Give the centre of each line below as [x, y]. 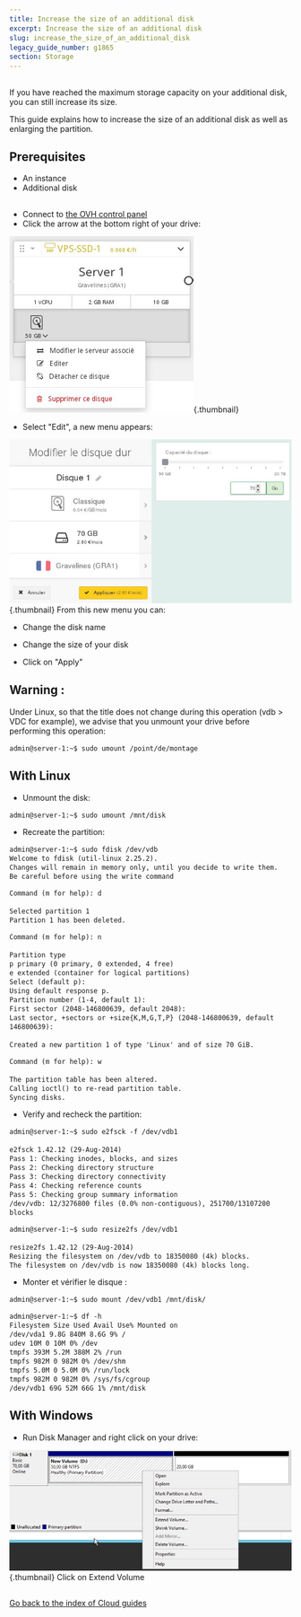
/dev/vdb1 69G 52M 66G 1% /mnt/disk [77, 1388]
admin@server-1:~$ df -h [56, 1316]
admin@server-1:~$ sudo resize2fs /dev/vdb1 [94, 1229]
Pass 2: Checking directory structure [82, 1167]
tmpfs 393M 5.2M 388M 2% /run [66, 1352]
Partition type [38, 955]
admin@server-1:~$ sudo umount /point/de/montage [104, 748]
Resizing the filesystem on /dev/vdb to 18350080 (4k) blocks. [130, 1256]
